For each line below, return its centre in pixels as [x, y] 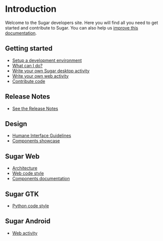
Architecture [25, 168]
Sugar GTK [22, 194]
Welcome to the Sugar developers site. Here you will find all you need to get [81, 23]
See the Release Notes [35, 108]
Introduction [31, 9]
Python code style [31, 206]
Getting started [29, 48]
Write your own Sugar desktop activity [51, 71]
